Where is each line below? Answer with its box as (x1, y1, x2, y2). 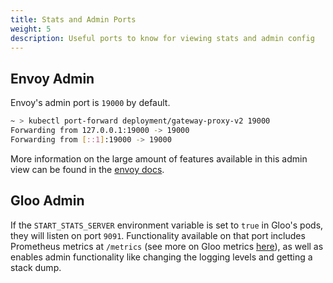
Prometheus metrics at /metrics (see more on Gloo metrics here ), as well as (10, 240, 324, 252)
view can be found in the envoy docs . (10, 163, 165, 175)
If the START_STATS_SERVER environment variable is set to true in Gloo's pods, (10, 219, 324, 231)
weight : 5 (10, 24, 52, 34)
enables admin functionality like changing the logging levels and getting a (10, 251, 313, 263)
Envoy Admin (10, 70, 95, 87)
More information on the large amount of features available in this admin (10, 152, 308, 165)
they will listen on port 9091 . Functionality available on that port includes (10, 229, 306, 241)
